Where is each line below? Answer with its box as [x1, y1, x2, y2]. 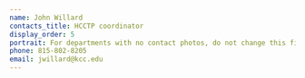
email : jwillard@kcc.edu [9, 55, 103, 64]
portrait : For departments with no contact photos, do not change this [9, 38, 286, 48]
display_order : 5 [9, 30, 75, 39]
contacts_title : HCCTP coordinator [9, 22, 144, 30]
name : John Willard [9, 13, 84, 22]
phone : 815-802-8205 [9, 47, 88, 56]
